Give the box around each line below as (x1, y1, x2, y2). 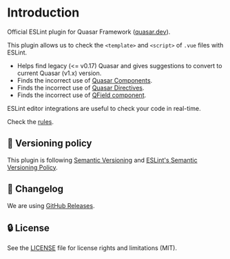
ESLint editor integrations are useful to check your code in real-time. (7, 104, 201, 112)
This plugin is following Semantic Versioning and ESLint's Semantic (7, 156, 198, 164)
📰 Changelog (7, 183, 64, 195)
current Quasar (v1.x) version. (17, 69, 102, 77)
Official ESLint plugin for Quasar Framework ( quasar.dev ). (7, 28, 171, 36)
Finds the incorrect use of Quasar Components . (17, 76, 153, 84)
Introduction (7, 5, 80, 21)
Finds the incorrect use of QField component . (17, 91, 147, 99)
